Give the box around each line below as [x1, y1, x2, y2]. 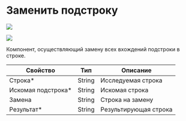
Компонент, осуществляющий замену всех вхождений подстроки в [6, 45, 180, 52]
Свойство [26, 66, 55, 75]
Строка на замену [100, 95, 154, 104]
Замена [9, 95, 32, 104]
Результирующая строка [100, 105, 173, 113]
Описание [121, 66, 152, 75]
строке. [6, 52, 26, 59]
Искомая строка [100, 86, 149, 94]
